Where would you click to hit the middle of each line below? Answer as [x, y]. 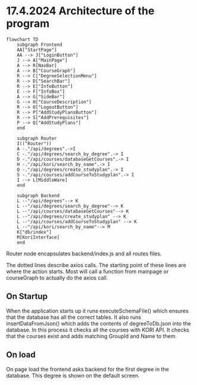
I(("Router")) [34, 143]
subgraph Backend [38, 195]
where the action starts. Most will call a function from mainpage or [87, 271]
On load [21, 355]
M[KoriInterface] [38, 237]
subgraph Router [37, 138]
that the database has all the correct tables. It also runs [74, 317]
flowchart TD [22, 39]
